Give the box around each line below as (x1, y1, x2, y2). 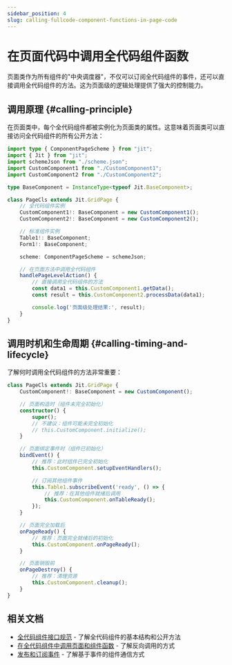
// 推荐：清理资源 (32, 573, 77, 580)
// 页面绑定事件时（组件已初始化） (19, 445, 106, 453)
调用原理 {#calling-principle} (7, 103, 133, 115)
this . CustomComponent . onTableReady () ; (43, 496, 156, 503)
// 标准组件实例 (19, 228, 60, 235)
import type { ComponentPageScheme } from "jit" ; (7, 146, 153, 153)
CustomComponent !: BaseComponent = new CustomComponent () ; (19, 388, 193, 395)
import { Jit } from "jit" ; (7, 152, 88, 159)
